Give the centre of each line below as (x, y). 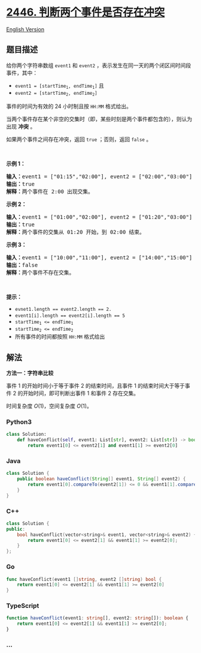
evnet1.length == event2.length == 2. (63, 309)
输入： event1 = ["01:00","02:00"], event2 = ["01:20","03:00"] (99, 217)
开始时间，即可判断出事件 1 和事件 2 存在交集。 (81, 393)
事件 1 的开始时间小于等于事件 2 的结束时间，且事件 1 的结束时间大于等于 (96, 386)
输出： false (22, 265)
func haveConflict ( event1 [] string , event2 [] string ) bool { (84, 579)
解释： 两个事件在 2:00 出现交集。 (50, 191)
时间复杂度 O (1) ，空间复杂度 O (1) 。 (49, 406)
